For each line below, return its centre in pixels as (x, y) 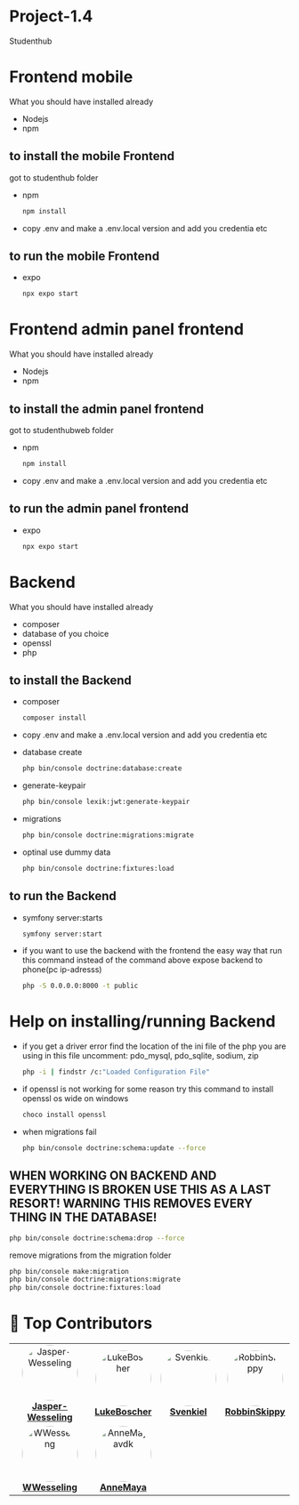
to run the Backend (63, 896)
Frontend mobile (71, 77)
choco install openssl (64, 1115)
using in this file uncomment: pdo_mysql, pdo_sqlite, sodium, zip (141, 1056)
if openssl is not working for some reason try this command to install (148, 1089)
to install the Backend (70, 680)
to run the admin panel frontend (99, 509)
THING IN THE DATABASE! (83, 1217)
